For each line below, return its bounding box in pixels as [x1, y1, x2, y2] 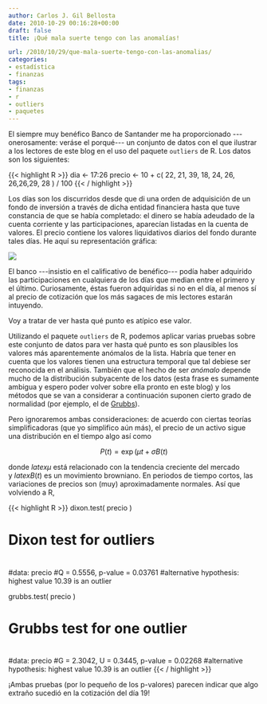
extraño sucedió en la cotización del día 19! [8, 688, 150, 698]
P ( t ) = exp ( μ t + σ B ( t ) [100, 447, 168, 456]
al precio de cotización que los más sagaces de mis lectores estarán [8, 292, 234, 302]
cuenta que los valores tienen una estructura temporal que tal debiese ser [8, 357, 251, 366]
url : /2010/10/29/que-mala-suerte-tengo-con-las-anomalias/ [8, 49, 213, 57]
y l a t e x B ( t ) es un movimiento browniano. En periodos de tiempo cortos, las [8, 471, 253, 480]
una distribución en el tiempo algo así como [8, 432, 151, 441]
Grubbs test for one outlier [8, 619, 187, 637]
